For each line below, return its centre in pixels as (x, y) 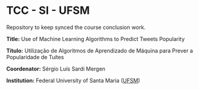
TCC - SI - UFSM (48, 11)
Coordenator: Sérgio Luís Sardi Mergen (56, 69)
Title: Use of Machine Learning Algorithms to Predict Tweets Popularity (96, 39)
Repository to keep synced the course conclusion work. (76, 27)
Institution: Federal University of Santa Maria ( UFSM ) (73, 80)
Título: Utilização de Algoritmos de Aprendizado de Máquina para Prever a (99, 50)
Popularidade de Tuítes (35, 57)
